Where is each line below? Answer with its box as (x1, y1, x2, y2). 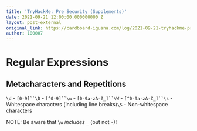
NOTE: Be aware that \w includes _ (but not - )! (6, 119, 117, 126)
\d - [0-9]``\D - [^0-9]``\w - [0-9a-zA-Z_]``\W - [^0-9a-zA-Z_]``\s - (6, 95, 173, 102)
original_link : (6, 25, 43, 31)
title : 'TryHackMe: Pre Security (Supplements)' (6, 8, 127, 15)
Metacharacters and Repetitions (6, 79, 127, 89)
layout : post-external (6, 19, 62, 25)
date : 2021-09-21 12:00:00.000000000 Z (6, 14, 104, 20)
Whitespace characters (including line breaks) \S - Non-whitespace (6, 101, 168, 108)
